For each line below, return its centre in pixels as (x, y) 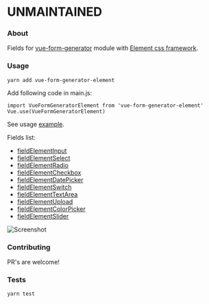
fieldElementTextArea (47, 194)
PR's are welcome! (34, 262)
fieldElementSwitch (44, 187)
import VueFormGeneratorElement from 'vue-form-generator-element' (106, 105)
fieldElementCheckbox (49, 173)
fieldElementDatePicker (50, 179)
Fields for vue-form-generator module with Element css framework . (103, 48)
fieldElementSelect (44, 157)
